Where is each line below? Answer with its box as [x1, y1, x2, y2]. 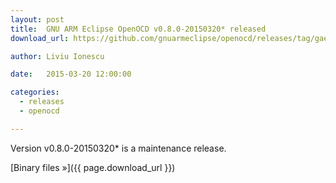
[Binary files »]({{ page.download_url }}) [10, 161, 176, 173]
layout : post [10, 14, 65, 25]
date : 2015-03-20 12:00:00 [10, 69, 132, 80]
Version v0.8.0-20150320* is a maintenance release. [10, 142, 227, 154]
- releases [19, 97, 65, 107]
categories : [10, 87, 60, 98]
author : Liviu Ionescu [10, 51, 105, 61]
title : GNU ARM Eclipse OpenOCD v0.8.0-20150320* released [10, 24, 267, 34]
